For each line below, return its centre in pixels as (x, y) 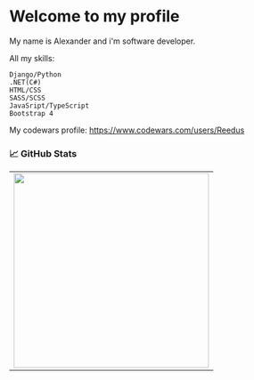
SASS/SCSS (28, 98)
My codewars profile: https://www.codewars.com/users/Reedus (127, 130)
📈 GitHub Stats (43, 153)
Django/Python (36, 74)
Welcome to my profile (94, 16)
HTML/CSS (25, 90)
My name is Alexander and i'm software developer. (102, 41)
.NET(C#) (25, 82)
